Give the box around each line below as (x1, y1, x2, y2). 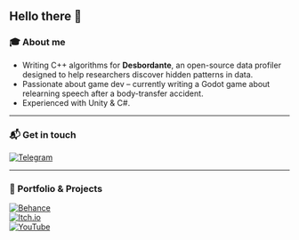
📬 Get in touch (9, 128, 77, 140)
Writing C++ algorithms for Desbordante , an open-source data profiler (21, 60, 282, 70)
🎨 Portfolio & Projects (9, 182, 103, 195)
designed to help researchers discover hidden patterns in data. (21, 68, 254, 80)
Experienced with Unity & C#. (21, 97, 131, 108)
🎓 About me (9, 36, 66, 49)
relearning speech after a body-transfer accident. (21, 88, 204, 99)
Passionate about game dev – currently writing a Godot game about (21, 78, 271, 89)
